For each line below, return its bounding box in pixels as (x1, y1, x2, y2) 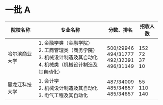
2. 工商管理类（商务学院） (38, 47, 98, 53)
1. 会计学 (38, 78, 59, 84)
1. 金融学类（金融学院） (38, 39, 93, 46)
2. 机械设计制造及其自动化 (38, 85, 98, 92)
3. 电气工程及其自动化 (38, 92, 88, 99)
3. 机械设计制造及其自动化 (38, 54, 98, 61)
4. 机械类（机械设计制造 (38, 61, 93, 68)
